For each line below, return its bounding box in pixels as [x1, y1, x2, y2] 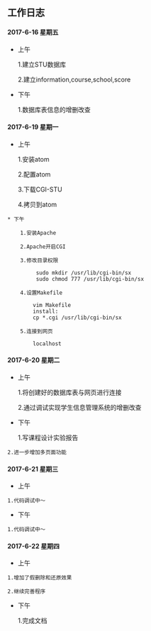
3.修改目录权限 [20, 257, 59, 264]
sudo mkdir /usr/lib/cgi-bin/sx [35, 269, 132, 277]
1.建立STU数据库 [17, 60, 66, 69]
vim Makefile [33, 301, 72, 308]
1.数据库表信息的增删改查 [17, 105, 91, 113]
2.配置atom [17, 169, 51, 179]
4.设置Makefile [20, 289, 63, 296]
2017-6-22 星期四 [7, 542, 60, 550]
